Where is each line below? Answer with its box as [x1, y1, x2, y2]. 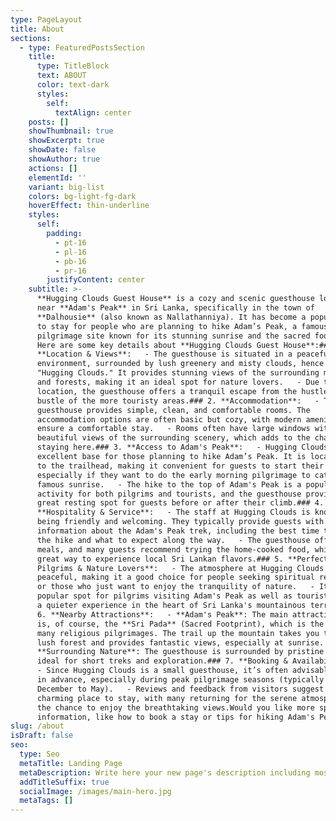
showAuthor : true [28, 154, 101, 164]
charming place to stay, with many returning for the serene [36, 693, 298, 703]
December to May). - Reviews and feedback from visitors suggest [36, 684, 325, 694]
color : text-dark [36, 80, 110, 90]
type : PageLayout [10, 14, 83, 25]
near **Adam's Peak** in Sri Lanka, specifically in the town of [36, 303, 315, 313]
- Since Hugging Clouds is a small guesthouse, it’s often [36, 666, 288, 676]
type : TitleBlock [36, 61, 110, 71]
